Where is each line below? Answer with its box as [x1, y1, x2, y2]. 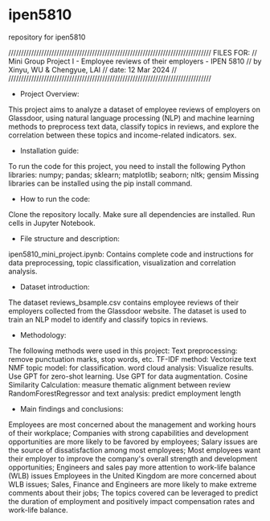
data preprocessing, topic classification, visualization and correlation [8, 257, 236, 267]
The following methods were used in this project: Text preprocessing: [8, 346, 239, 355]
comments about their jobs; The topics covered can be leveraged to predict [8, 488, 259, 498]
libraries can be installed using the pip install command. [8, 178, 193, 188]
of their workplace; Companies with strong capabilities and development [8, 428, 249, 437]
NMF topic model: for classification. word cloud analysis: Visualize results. [8, 363, 255, 372]
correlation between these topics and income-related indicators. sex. [8, 130, 237, 140]
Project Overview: [19, 88, 80, 98]
